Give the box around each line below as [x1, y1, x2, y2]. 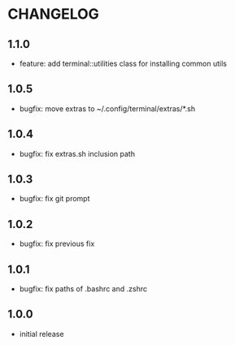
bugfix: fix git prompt [19, 194, 90, 204]
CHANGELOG [7, 5, 99, 24]
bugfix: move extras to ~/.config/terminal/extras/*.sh [19, 103, 196, 114]
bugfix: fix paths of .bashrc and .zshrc [19, 284, 148, 294]
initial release [19, 329, 64, 339]
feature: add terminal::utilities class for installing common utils [19, 58, 227, 68]
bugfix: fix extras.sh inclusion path [19, 149, 136, 158]
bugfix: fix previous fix [19, 239, 95, 248]
